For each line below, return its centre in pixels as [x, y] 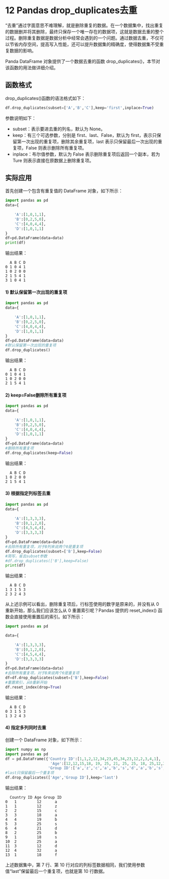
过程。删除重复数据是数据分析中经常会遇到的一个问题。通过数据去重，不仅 [82, 38]
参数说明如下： [21, 118]
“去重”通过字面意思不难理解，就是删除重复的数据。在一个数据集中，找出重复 [84, 25]
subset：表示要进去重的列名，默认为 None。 [59, 129]
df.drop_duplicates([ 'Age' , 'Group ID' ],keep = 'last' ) [62, 778]
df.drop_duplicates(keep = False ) [39, 453]
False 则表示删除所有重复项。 [56, 148]
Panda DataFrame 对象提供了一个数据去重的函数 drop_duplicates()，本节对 [83, 61]
